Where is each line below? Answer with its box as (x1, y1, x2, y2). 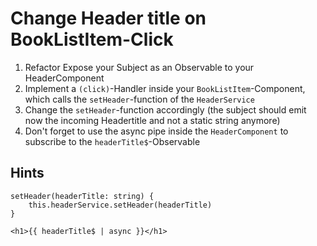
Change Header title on (10, 7, 207, 30)
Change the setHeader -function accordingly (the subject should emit (24, 103, 307, 116)
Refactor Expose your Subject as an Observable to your (24, 61, 255, 73)
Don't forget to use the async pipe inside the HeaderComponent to (24, 125, 289, 137)
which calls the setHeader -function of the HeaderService (24, 93, 255, 105)
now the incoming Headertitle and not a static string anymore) (24, 114, 281, 126)
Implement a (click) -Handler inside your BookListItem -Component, (24, 82, 306, 94)
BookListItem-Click (10, 28, 174, 51)
